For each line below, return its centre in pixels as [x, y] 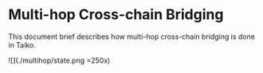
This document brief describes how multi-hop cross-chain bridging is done [131, 36]
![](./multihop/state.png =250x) [59, 60]
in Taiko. [22, 44]
